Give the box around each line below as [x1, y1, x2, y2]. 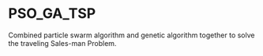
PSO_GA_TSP [8, 5, 96, 23]
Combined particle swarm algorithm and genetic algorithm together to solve [8, 30, 255, 40]
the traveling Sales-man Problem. [8, 38, 117, 47]
